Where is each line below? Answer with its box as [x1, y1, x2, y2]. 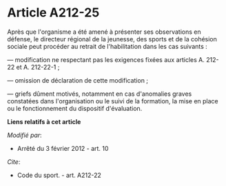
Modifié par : [7, 131, 43, 139]
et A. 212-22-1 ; [16, 63, 60, 71]
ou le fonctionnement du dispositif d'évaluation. [7, 104, 143, 112]
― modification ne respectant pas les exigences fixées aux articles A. [7, 55, 205, 63]
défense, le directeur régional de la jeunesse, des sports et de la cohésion [7, 34, 217, 43]
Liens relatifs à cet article [7, 117, 81, 125]
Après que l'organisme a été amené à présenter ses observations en [7, 28, 201, 36]
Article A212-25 [7, 5, 100, 21]
